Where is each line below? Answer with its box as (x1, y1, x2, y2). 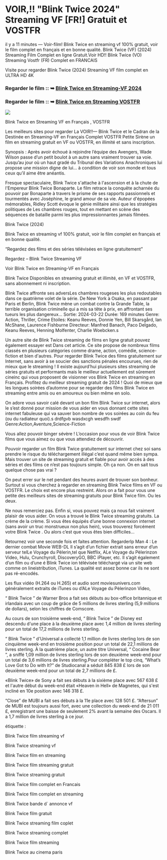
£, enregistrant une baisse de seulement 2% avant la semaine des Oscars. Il (5, 708, 161, 714)
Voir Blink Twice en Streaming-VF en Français (5, 265, 99, 271)
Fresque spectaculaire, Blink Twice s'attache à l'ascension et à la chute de (5, 180, 158, 186)
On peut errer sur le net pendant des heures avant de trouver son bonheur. (5, 476, 159, 483)
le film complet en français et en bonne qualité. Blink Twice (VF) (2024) (5, 46, 152, 52)
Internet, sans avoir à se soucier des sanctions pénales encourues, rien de (5, 358, 158, 364)
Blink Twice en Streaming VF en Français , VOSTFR (5, 119, 110, 125)
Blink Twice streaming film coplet (5, 820, 73, 826)
